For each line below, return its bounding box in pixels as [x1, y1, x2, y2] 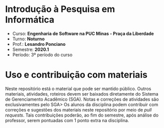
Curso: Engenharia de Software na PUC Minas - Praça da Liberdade [12, 30, 154, 36]
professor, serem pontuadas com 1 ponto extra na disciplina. [5, 117, 130, 123]
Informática [5, 14, 55, 25]
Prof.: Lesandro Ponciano [12, 41, 66, 47]
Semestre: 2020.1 [12, 46, 49, 52]
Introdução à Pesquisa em [5, 3, 115, 15]
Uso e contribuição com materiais [5, 69, 148, 81]
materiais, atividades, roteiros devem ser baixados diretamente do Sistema [5, 91, 159, 97]
